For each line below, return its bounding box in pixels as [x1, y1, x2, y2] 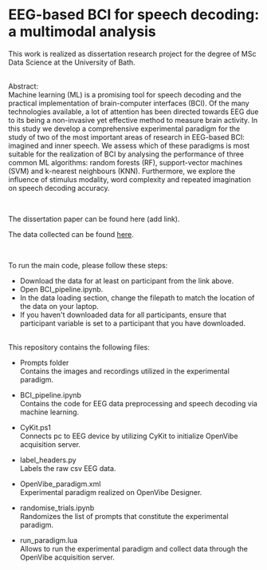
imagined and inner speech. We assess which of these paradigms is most [8, 141, 250, 150]
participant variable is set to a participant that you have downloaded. [19, 318, 245, 328]
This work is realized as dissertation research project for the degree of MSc [8, 49, 257, 58]
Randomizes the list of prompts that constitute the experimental [19, 511, 229, 521]
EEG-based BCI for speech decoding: [8, 6, 260, 24]
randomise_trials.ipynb [19, 503, 95, 513]
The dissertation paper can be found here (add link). [8, 214, 181, 224]
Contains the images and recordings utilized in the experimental [19, 366, 230, 376]
